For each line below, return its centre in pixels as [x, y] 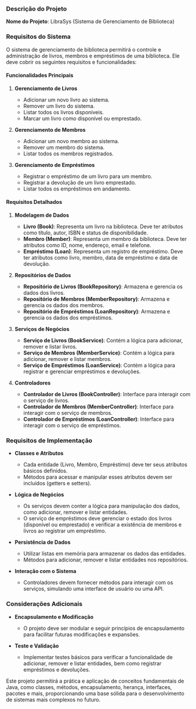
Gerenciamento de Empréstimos [55, 165]
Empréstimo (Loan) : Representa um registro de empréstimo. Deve [103, 251]
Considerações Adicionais [44, 604]
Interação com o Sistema [45, 571]
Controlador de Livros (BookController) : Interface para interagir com [107, 394]
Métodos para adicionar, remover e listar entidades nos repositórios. [106, 560]
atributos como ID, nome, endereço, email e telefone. [87, 245]
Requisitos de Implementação [49, 440]
